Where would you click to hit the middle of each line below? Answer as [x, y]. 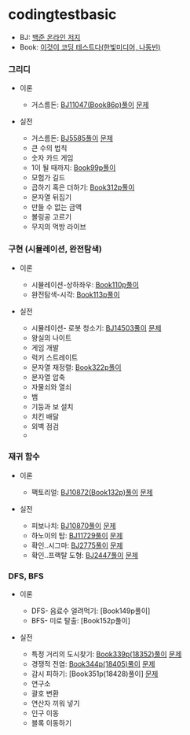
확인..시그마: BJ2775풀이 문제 [77, 545]
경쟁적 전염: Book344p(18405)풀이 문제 [93, 664]
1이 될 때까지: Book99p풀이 [73, 168]
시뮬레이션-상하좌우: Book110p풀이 [85, 284]
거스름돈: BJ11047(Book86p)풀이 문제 [90, 105]
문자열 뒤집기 [51, 198]
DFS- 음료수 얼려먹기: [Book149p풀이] [91, 611]
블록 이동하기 [51, 723]
